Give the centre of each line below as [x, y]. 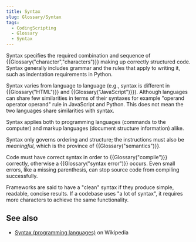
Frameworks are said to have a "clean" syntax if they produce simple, [90, 187]
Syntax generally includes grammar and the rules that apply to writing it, [93, 68]
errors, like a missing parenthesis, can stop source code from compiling [93, 170]
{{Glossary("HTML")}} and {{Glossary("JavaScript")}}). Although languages [97, 92]
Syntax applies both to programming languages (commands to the [86, 122]
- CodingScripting [34, 28]
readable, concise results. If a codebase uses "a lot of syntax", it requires [94, 194]
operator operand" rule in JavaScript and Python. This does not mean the [95, 104]
